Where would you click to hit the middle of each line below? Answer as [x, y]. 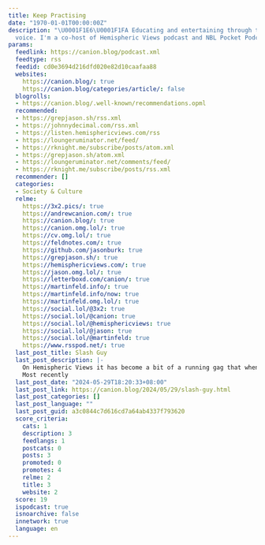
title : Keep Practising [47, 15]
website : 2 [40, 492]
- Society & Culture [49, 191]
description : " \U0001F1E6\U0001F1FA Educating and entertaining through [130, 30]
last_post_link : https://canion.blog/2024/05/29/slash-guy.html [123, 390]
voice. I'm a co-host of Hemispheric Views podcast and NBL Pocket [129, 37]
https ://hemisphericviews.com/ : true [84, 265]
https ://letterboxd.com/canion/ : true [86, 280]
